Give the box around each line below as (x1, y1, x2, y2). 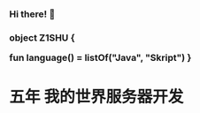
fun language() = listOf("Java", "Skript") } (9, 52, 192, 64)
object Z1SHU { (9, 31, 75, 43)
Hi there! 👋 (9, 8, 56, 20)
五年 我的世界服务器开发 (9, 87, 184, 107)
